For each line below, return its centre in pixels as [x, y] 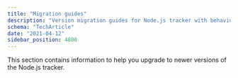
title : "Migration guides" [47, 14]
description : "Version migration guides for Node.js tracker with [107, 20]
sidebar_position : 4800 [42, 40]
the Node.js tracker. [36, 67]
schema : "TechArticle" [41, 27]
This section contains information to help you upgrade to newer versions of [117, 60]
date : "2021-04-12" [36, 33]
